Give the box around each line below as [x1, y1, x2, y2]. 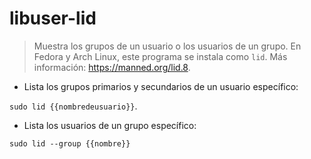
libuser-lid [9, 7, 97, 30]
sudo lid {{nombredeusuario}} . [9, 100, 138, 112]
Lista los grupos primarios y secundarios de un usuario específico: [23, 80, 299, 92]
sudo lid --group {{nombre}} [9, 138, 131, 149]
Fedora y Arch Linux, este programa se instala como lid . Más [33, 50, 288, 62]
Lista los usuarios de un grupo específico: [23, 119, 197, 131]
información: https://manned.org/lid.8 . [33, 61, 191, 73]
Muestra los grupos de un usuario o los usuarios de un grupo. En [33, 40, 302, 52]
